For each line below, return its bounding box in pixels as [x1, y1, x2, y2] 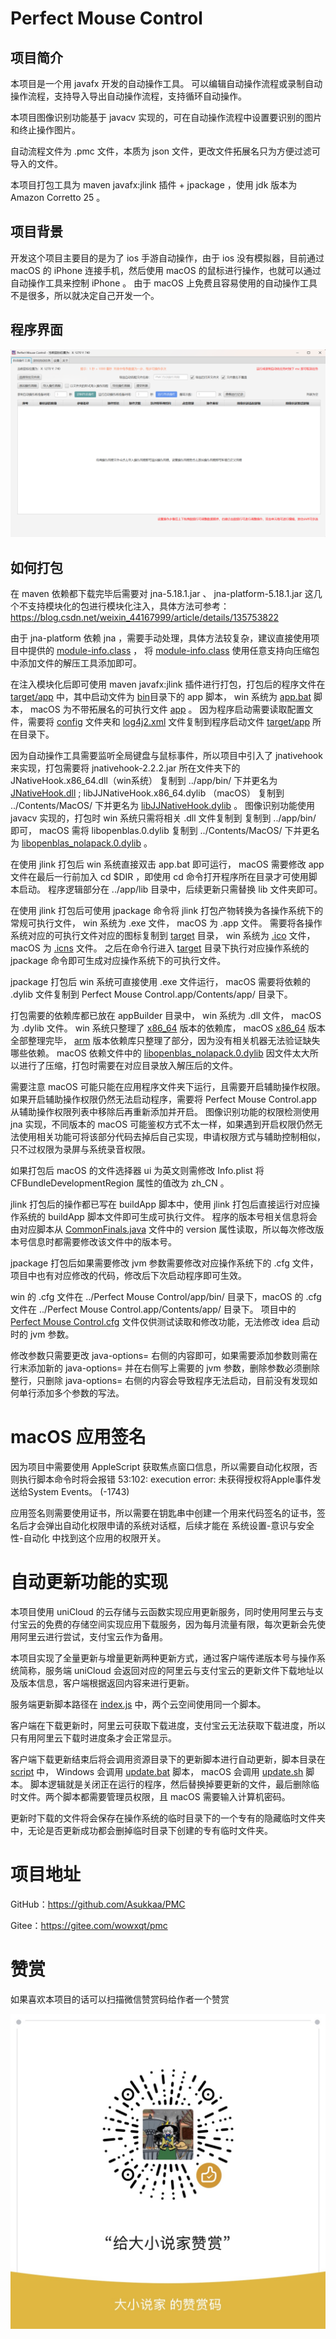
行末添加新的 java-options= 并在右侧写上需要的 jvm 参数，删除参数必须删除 [10, 1362, 320, 1374]
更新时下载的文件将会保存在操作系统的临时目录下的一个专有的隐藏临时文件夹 [10, 1812, 326, 1824]
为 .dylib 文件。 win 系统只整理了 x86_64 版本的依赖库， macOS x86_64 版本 [10, 1022, 326, 1034]
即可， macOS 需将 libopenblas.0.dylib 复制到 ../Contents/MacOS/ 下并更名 [10, 825, 320, 837]
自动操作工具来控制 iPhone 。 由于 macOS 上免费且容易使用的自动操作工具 [10, 277, 318, 289]
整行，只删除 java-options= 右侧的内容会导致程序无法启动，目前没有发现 [10, 1375, 310, 1387]
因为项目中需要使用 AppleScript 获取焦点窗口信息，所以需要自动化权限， [10, 1461, 310, 1473]
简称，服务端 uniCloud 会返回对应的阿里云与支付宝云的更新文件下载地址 [18, 1665, 315, 1677]
